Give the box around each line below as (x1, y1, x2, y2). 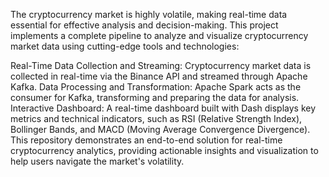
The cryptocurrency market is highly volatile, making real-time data (10, 9, 288, 20)
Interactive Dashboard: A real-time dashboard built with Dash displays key (10, 102, 317, 114)
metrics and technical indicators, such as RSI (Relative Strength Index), (10, 113, 303, 124)
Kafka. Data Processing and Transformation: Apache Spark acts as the (10, 81, 302, 93)
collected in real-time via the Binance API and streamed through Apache (10, 70, 308, 82)
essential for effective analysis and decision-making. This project (10, 19, 279, 31)
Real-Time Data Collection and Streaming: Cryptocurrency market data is (10, 60, 312, 71)
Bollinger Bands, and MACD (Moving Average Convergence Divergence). (10, 124, 311, 135)
